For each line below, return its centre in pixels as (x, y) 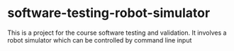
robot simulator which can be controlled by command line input (100, 40)
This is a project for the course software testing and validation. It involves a (117, 33)
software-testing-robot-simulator (109, 13)
